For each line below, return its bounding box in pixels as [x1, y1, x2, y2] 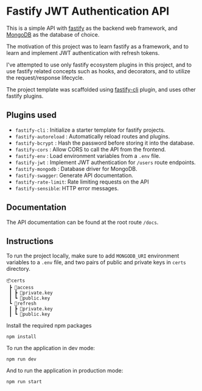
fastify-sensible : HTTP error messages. [15, 184, 119, 192]
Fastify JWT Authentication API [6, 4, 170, 18]
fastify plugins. [6, 92, 44, 99]
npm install [6, 334, 37, 340]
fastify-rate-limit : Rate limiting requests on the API [15, 178, 149, 185]
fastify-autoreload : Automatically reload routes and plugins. [15, 132, 170, 140]
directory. [6, 265, 30, 273]
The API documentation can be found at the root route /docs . [6, 218, 159, 226]
